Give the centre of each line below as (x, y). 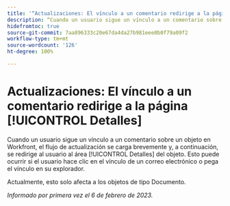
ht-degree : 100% (30, 52)
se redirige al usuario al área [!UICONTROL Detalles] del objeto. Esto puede (113, 154)
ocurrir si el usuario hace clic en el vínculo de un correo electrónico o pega (113, 161)
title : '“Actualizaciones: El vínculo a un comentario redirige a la (108, 13)
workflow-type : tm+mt (38, 39)
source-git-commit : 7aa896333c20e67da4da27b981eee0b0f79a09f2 (98, 33)
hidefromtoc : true (33, 26)
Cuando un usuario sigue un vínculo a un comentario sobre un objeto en (109, 139)
